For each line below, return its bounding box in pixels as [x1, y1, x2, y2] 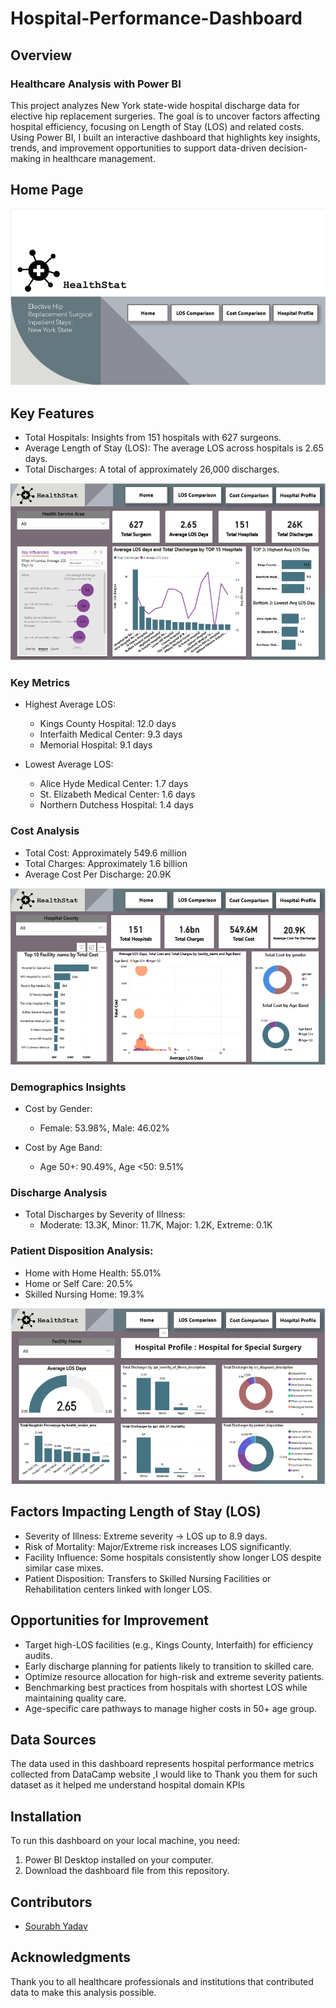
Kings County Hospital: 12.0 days [39, 718, 177, 730]
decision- [268, 142, 308, 154]
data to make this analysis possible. [10, 1986, 157, 1998]
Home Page [10, 182, 84, 199]
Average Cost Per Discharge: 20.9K [24, 868, 172, 880]
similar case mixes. [24, 1562, 104, 1574]
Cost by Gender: [24, 1103, 93, 1115]
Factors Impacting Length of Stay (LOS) [10, 1503, 262, 1521]
